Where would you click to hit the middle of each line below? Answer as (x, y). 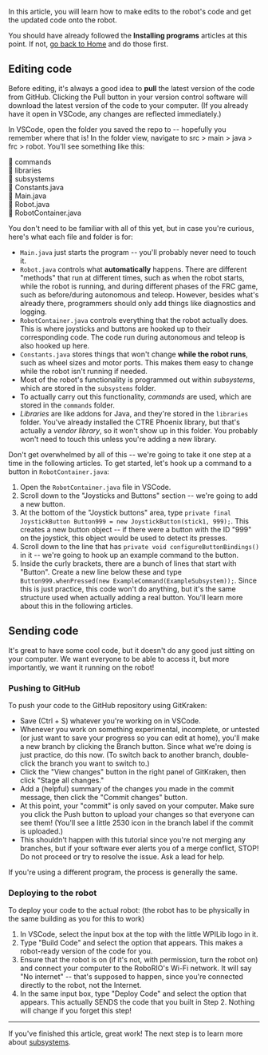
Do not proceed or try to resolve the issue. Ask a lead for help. (122, 856)
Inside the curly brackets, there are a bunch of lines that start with (128, 563)
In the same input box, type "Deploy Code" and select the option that (133, 993)
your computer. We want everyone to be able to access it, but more (119, 659)
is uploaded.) (41, 831)
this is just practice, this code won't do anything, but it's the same (128, 589)
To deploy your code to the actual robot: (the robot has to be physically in (129, 910)
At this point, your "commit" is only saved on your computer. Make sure (137, 806)
